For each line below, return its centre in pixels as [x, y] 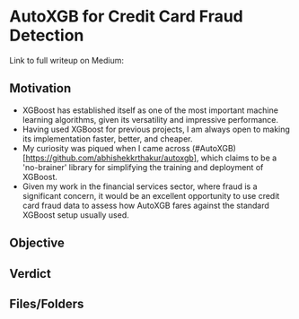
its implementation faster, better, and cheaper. [107, 138]
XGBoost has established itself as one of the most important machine [150, 110]
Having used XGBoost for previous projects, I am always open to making [156, 129]
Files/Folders [47, 303]
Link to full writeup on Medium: [66, 60]
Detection [47, 35]
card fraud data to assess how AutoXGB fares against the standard [145, 205]
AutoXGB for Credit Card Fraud [127, 17]
